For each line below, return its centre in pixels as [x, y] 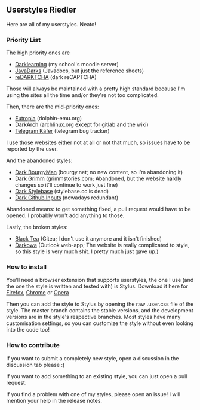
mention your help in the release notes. [54, 400]
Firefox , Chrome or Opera [38, 293]
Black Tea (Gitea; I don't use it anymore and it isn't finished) [88, 239]
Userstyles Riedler [41, 10]
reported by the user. [32, 149]
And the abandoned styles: [39, 160]
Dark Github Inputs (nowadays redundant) [66, 198]
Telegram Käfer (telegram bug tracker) [62, 131]
